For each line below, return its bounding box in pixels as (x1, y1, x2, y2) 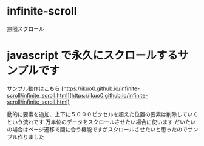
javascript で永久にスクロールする (7, 48, 178, 62)
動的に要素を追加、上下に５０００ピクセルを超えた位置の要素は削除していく (7, 110, 199, 118)
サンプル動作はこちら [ (7, 85, 64, 92)
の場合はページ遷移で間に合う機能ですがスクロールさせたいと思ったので (7, 125, 188, 133)
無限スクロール (7, 25, 44, 32)
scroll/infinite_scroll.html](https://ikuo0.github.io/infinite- (7, 91, 148, 99)
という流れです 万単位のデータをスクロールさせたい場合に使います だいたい (7, 118, 196, 125)
